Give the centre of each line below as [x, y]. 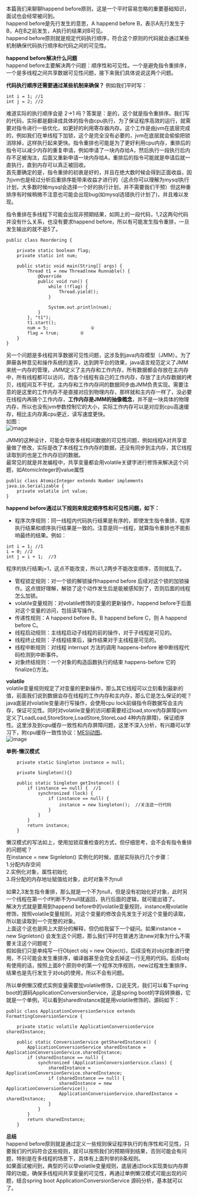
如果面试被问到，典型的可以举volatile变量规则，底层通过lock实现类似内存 [95, 1166]
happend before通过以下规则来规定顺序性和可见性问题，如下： [83, 508]
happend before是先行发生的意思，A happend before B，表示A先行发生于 [96, 23]
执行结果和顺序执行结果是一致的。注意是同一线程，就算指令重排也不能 [100, 528]
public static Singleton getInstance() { [68, 783]
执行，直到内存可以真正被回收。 [50, 165]
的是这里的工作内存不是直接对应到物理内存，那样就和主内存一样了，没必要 [101, 392]
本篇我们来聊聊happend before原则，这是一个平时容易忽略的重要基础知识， [98, 9]
